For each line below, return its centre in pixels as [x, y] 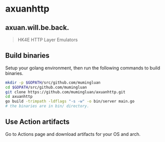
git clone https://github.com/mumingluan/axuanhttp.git [65, 92]
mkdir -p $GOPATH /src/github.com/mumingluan [53, 82]
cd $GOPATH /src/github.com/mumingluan [46, 87]
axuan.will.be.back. [37, 28]
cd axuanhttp [19, 97]
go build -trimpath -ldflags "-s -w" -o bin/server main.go [70, 101]
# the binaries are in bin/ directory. [47, 106]
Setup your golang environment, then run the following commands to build [83, 68]
